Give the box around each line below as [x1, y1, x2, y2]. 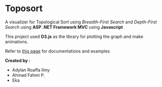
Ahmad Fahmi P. [12, 72, 45, 78]
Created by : [5, 57, 31, 63]
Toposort [5, 3, 43, 14]
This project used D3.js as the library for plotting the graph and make [5, 34, 144, 39]
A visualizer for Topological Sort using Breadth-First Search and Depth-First [5, 19, 157, 25]
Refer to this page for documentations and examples [5, 48, 110, 54]
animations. [5, 38, 28, 44]
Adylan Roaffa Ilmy [12, 67, 50, 73]
